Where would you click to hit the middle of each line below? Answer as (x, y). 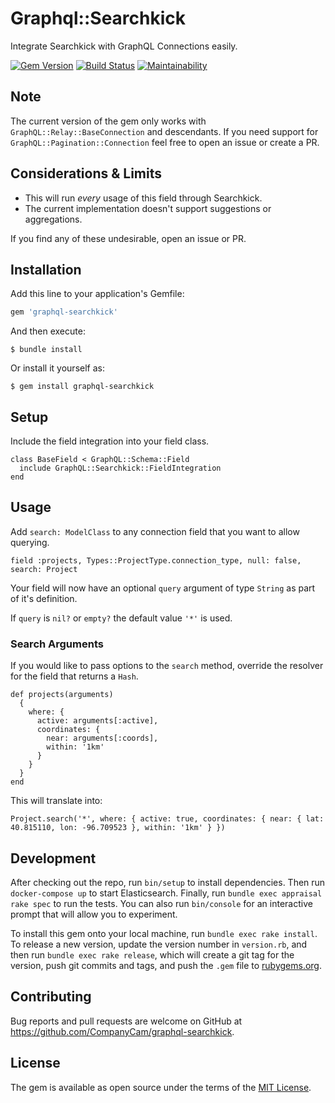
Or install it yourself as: (57, 368)
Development (53, 858)
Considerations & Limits (86, 173)
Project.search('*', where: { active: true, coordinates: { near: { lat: (167, 819)
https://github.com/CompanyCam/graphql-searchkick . (122, 1031)
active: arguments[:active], (97, 721)
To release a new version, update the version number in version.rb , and (159, 944)
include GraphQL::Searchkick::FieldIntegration (120, 468)
